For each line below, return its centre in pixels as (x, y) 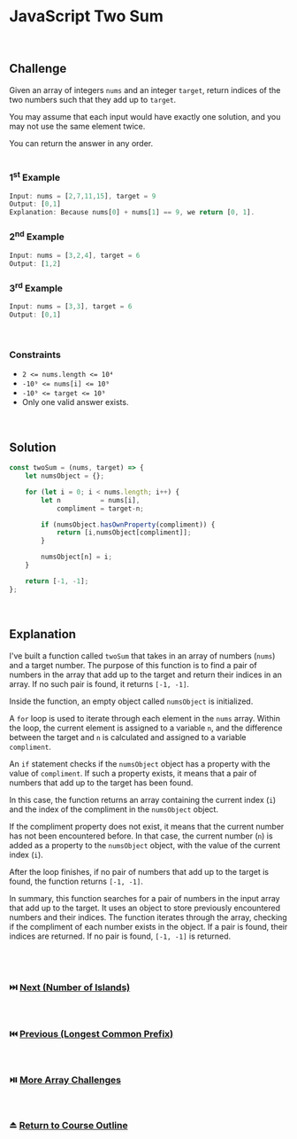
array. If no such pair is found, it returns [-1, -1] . (99, 683)
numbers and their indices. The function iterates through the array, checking (148, 917)
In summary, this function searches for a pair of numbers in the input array (145, 898)
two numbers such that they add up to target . (93, 99)
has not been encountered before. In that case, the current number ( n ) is (141, 836)
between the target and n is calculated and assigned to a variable (128, 737)
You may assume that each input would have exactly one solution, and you (145, 116)
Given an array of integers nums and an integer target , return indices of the (145, 90)
